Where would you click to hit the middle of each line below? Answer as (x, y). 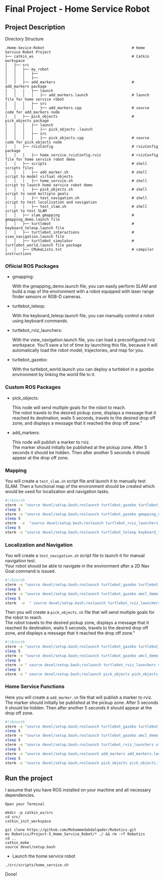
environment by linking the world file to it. (54, 375)
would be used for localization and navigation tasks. (57, 491)
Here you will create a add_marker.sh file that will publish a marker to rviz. (79, 697)
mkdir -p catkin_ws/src (29, 813)
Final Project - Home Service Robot (77, 9)
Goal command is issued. (31, 571)
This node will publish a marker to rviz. (51, 442)
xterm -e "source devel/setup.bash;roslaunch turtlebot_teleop (71, 532)
